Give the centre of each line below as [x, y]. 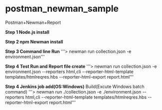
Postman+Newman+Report [33, 22]
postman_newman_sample [62, 9]
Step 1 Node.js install [27, 32]
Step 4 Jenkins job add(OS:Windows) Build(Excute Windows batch [75, 86]
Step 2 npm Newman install [34, 42]
